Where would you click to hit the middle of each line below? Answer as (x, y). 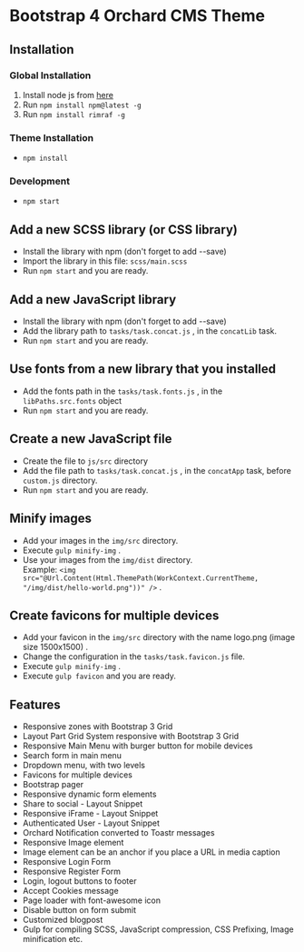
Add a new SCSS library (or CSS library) (123, 230)
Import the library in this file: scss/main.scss (105, 261)
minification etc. (53, 939)
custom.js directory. (60, 480)
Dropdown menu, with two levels (84, 766)
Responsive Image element (73, 843)
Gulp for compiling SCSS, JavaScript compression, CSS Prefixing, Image (158, 929)
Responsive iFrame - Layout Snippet (90, 814)
